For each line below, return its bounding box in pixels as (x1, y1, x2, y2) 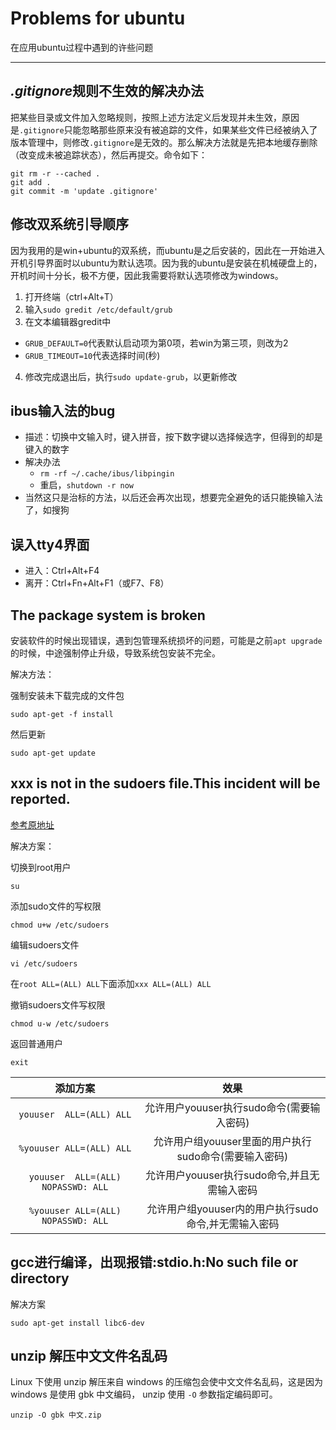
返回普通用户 (10, 1037, 63, 1049)
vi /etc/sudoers (10, 958, 78, 969)
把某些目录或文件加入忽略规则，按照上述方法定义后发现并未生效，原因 (10, 111, 300, 123)
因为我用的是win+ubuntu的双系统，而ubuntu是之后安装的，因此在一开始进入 (10, 244, 325, 256)
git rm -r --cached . (10, 168, 101, 179)
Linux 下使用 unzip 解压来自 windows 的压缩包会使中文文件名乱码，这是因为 (10, 1376, 324, 1388)
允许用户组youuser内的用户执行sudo (146, 1202, 319, 1216)
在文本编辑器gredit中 (24, 315, 112, 327)
